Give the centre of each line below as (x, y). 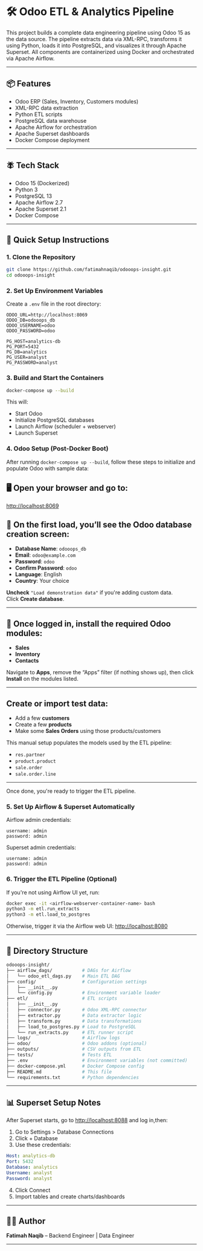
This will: (17, 402)
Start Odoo (29, 414)
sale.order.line (35, 774)
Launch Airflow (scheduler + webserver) (65, 427)
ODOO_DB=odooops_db (31, 320)
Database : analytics (32, 1167)
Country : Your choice (42, 581)
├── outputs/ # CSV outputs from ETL (74, 1049)
